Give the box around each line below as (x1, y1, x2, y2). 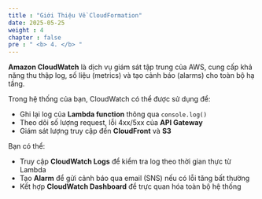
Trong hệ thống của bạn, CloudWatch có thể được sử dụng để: (8, 94, 211, 104)
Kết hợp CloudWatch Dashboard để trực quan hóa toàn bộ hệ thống (19, 182, 242, 191)
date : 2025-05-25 (8, 19, 65, 27)
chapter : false (8, 33, 61, 42)
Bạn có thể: (8, 142, 46, 151)
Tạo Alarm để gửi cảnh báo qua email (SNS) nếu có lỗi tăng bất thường (19, 174, 250, 183)
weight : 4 (8, 26, 44, 34)
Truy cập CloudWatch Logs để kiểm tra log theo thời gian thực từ (19, 157, 232, 166)
